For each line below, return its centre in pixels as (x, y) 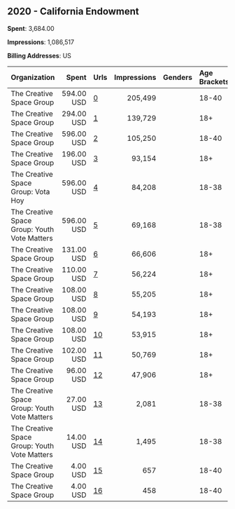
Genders (178, 77)
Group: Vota (30, 191)
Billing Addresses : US (40, 55)
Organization (33, 77)
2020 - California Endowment (73, 12)
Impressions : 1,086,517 (41, 42)
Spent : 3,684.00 (31, 28)
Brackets (214, 81)
